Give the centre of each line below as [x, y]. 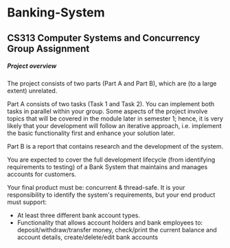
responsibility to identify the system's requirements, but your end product [111, 195]
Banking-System [56, 13]
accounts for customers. [42, 174]
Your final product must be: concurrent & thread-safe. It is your [96, 187]
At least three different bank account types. [79, 215]
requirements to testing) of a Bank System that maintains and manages [107, 166]
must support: [27, 202]
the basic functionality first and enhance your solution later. [91, 133]
